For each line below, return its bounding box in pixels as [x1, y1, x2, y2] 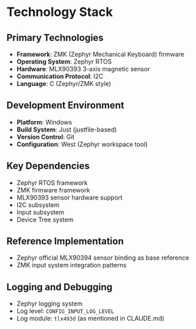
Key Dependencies [6, 160, 90, 172]
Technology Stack [6, 4, 114, 20]
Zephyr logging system [16, 299, 83, 308]
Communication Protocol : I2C [16, 72, 104, 80]
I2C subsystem [16, 200, 60, 208]
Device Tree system [16, 215, 74, 224]
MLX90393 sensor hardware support [16, 193, 123, 202]
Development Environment [6, 100, 125, 112]
